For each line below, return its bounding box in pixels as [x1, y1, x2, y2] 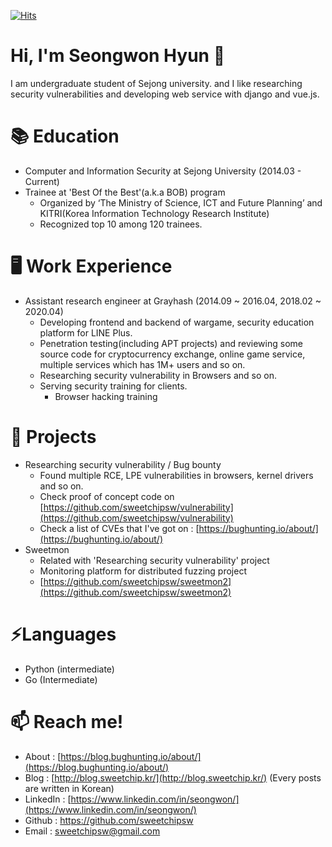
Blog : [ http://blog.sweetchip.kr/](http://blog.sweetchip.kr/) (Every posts [24, 771, 322, 784]
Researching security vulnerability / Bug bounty [24, 458, 222, 470]
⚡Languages [10, 623, 117, 645]
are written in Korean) [24, 782, 115, 794]
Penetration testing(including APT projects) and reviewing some [39, 337, 303, 349]
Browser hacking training [54, 390, 158, 402]
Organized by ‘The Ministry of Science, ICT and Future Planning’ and [39, 196, 323, 209]
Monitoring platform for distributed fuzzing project [39, 565, 247, 577]
